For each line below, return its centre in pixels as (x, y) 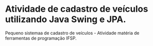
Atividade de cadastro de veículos (77, 9)
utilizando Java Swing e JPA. (66, 19)
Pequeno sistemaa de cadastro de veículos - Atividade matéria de (72, 33)
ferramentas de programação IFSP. (41, 38)
